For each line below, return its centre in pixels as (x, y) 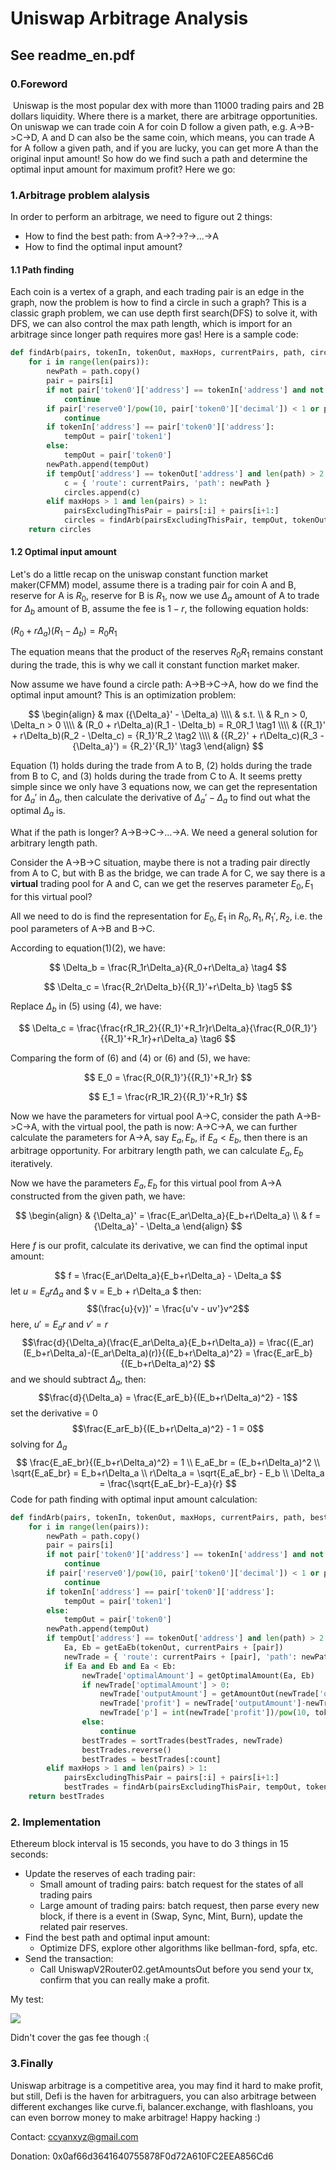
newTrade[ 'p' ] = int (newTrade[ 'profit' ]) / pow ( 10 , (205, 1713)
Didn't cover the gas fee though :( (80, 2038)
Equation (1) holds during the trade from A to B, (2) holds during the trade (161, 766)
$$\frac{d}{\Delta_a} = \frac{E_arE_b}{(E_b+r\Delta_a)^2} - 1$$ (168, 1398)
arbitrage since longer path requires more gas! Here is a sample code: (154, 334)
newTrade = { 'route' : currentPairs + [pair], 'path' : (180, 1657)
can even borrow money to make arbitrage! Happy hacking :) (135, 2117)
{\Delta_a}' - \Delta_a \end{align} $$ (168, 1226)
